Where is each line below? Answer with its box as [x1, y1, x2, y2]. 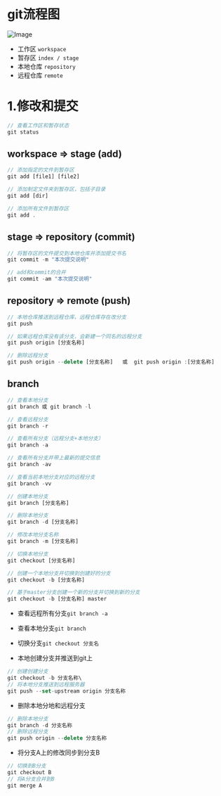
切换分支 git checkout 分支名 [17, 639, 100, 648]
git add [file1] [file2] [7, 173, 80, 180]
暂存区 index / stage [17, 53, 79, 62]
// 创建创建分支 [7, 668, 48, 675]
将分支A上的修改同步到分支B [17, 748, 100, 757]
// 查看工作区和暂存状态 [7, 122, 69, 129]
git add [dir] [7, 193, 49, 200]
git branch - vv [7, 480, 52, 487]
